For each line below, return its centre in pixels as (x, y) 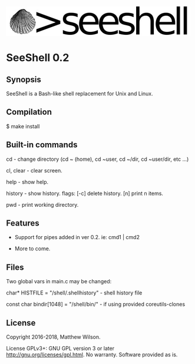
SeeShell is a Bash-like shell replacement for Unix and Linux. (80, 94)
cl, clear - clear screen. (34, 170)
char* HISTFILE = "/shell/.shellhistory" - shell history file (74, 293)
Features (23, 224)
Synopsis (24, 79)
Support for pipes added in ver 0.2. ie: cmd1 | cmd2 (77, 237)
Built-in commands (42, 145)
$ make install (23, 126)
